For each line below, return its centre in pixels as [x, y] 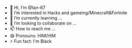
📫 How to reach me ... [33, 29]
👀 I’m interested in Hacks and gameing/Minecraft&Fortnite [68, 13]
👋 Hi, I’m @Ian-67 [28, 8]
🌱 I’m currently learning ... [36, 18]
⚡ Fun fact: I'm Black [31, 41]
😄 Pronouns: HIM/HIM [33, 36]
